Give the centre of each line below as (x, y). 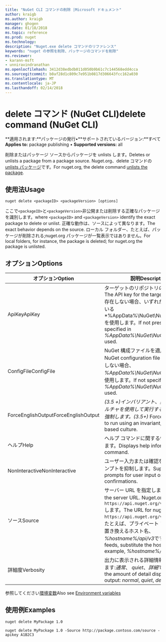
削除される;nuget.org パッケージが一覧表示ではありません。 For (86, 236)
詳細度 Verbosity (26, 570)
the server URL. (123, 498)
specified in (118, 329)
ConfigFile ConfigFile (31, 371)
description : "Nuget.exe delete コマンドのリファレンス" (61, 46)
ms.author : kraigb (24, 19)
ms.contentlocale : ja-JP (31, 83)
